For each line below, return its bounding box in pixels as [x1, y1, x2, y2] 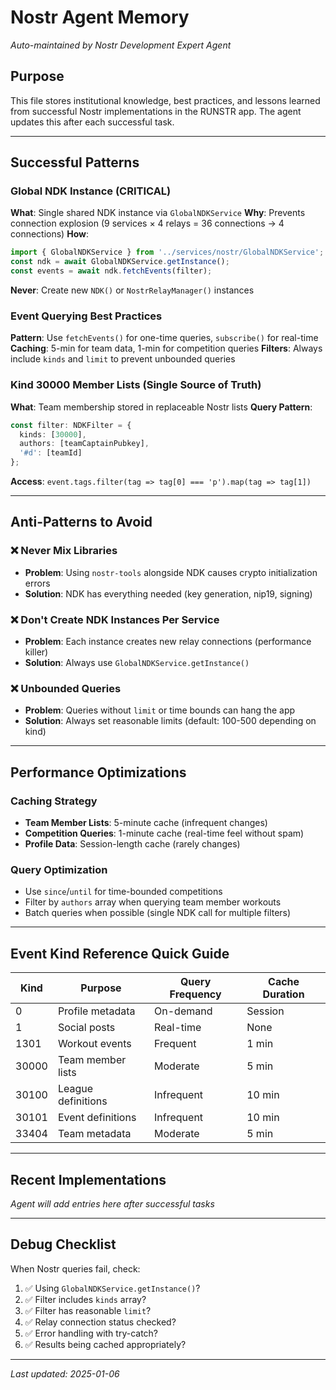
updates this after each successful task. [10, 116, 175, 128]
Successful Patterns [10, 154, 140, 171]
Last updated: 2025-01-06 [10, 1367, 120, 1380]
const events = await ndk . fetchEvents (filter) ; [10, 266, 213, 276]
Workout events [57, 1037, 132, 1051]
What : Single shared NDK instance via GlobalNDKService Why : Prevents [10, 207, 306, 219]
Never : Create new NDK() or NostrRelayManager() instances [10, 284, 255, 296]
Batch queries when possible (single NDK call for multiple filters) [24, 907, 292, 919]
